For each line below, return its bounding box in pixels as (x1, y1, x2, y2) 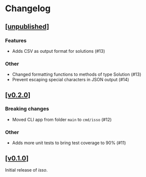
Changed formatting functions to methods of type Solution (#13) (12, 71, 142, 77)
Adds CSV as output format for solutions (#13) (12, 48, 105, 54)
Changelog (5, 3, 51, 14)
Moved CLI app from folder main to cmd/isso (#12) (12, 116, 112, 122)
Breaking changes (5, 106, 49, 112)
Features (5, 37, 27, 44)
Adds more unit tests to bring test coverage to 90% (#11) (12, 140, 126, 146)
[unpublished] (5, 22, 49, 31)
